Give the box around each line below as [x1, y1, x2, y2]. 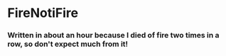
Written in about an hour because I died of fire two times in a [7, 30, 220, 40]
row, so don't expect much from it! [7, 39, 129, 49]
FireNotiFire [7, 5, 79, 21]
